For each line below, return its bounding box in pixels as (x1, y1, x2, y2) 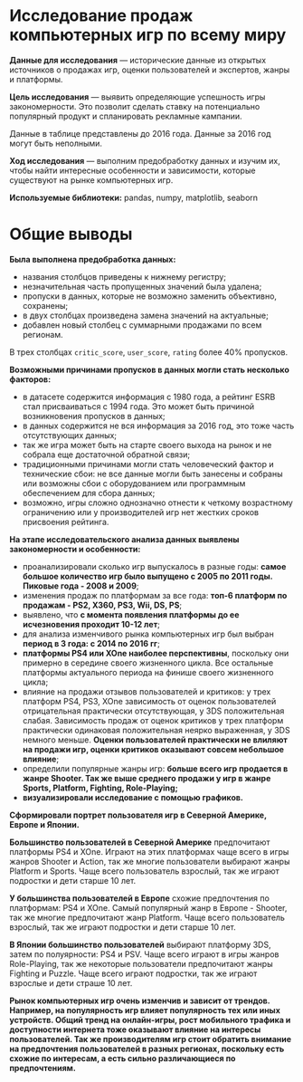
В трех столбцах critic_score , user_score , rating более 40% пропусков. (9, 346, 289, 358)
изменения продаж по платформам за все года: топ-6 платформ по (22, 589, 288, 600)
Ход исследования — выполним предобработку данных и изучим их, (9, 155, 280, 166)
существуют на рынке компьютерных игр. (9, 174, 174, 186)
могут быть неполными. (9, 138, 102, 148)
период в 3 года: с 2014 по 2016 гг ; (22, 637, 160, 648)
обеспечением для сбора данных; (22, 487, 156, 498)
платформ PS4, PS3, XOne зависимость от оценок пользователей (22, 695, 277, 706)
